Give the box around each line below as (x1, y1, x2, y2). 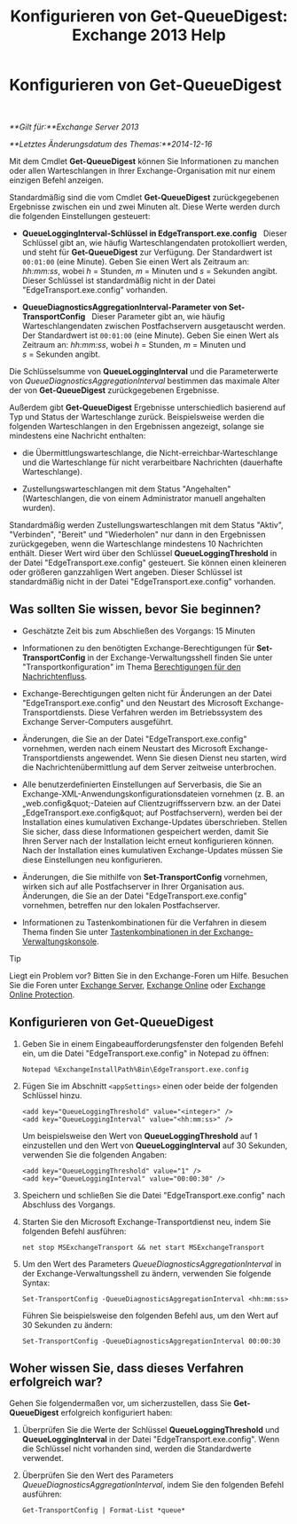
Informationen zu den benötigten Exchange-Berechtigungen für (21, 642, 255, 653)
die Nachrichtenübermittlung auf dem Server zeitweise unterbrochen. (21, 761, 277, 773)
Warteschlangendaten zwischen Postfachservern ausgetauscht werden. (21, 320, 286, 331)
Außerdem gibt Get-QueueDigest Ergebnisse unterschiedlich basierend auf (9, 402, 286, 412)
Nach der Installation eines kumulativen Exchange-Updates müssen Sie (21, 844, 284, 855)
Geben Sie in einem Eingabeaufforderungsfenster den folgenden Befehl (21, 1038, 284, 1049)
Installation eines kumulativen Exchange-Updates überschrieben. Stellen (21, 816, 288, 827)
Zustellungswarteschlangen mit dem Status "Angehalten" (21, 483, 231, 494)
